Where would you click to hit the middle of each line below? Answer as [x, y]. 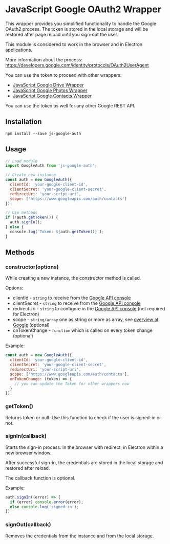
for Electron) [26, 314]
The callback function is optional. [40, 478]
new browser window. [28, 452]
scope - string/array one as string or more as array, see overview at [86, 320]
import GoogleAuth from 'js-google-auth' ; [51, 166]
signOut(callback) [28, 525]
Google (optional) [31, 325]
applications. [19, 50]
